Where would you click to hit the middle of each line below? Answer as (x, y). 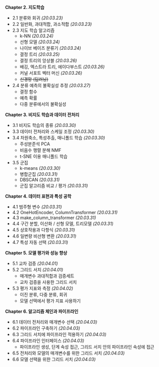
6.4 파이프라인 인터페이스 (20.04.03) (48, 341)
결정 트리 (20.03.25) (40, 54)
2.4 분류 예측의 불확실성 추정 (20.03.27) (51, 85)
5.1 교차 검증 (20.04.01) (35, 263)
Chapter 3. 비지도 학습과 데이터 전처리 (42, 115)
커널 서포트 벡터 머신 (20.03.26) (51, 73)
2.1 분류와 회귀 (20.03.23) (38, 18)
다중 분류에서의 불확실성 (43, 104)
